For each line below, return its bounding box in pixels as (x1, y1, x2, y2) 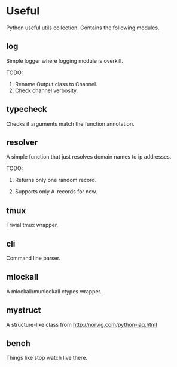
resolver (6, 137, 38, 147)
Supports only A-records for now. (14, 188, 97, 195)
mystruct (6, 305, 41, 316)
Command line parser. (6, 254, 61, 262)
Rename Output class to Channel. (14, 80, 97, 87)
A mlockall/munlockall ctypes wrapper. (6, 287, 102, 295)
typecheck (6, 104, 48, 114)
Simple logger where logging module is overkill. (6, 57, 124, 64)
